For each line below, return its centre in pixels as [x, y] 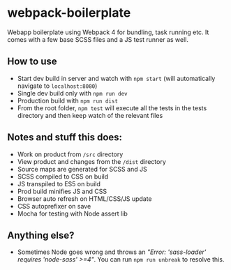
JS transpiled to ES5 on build [59, 183]
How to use [32, 62]
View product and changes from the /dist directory [91, 161]
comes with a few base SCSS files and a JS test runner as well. [98, 39]
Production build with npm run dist [68, 100]
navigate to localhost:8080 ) [57, 86]
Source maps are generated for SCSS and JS [82, 169]
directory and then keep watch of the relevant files [90, 115]
